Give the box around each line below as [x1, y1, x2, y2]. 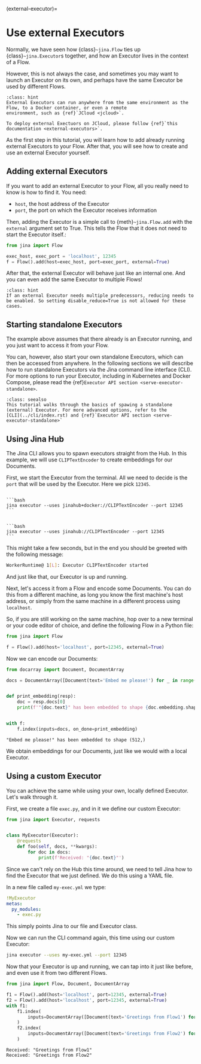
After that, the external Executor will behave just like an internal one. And [6, 269, 185, 277]
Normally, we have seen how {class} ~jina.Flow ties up [6, 45, 141, 53]
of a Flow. [6, 58, 31, 65]
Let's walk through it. [6, 793, 58, 801]
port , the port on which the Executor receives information [14, 206, 157, 214]
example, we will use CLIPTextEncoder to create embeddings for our [6, 456, 173, 463]
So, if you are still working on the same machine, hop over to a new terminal [6, 615, 193, 622]
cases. [6, 303, 23, 309]
